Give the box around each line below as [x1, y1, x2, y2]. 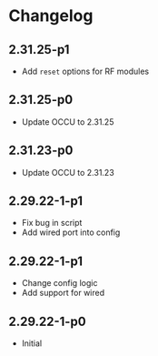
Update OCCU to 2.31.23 [21, 167, 114, 178]
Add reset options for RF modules [21, 66, 150, 76]
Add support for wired [21, 288, 105, 299]
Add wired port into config [21, 227, 121, 238]
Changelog [8, 5, 94, 26]
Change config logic [21, 278, 98, 289]
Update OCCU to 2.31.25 [21, 116, 114, 127]
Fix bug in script [21, 218, 83, 229]
